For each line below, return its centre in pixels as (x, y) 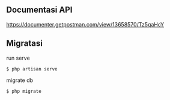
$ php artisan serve (32, 69)
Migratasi (25, 44)
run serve (18, 58)
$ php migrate (24, 91)
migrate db (20, 80)
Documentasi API (39, 10)
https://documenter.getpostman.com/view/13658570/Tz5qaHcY (85, 24)
